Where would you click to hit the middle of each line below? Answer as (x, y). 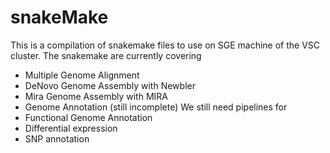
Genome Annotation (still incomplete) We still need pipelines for (156, 107)
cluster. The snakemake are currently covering (106, 55)
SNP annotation (57, 138)
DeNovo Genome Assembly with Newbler (110, 85)
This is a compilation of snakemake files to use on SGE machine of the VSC (165, 45)
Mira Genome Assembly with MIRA (96, 96)
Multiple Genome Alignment (82, 75)
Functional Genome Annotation (88, 117)
